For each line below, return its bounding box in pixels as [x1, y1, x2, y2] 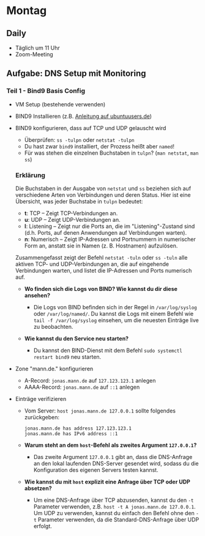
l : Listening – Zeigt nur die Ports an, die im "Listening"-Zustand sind [24, 222, 195, 230]
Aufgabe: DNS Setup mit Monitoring [6, 68, 146, 79]
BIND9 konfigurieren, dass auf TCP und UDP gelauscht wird [15, 124, 166, 131]
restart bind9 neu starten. [33, 353, 102, 361]
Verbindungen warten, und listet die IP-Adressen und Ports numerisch [15, 266, 192, 274]
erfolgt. [33, 522, 52, 529]
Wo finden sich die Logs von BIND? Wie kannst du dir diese [24, 285, 177, 292]
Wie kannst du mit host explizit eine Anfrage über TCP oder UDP [24, 478, 191, 485]
